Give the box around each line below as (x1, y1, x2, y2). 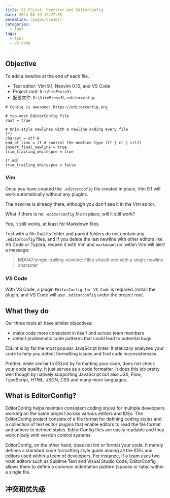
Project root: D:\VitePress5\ (12, 88, 72, 94)
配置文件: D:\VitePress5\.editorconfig (12, 94, 95, 100)
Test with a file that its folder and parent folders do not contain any (5, 230, 145, 237)
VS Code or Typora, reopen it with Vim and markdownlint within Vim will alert (5, 241, 165, 247)
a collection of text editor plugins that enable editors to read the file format (5, 421, 161, 427)
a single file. (5, 469, 31, 475)
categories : (5, 21, 30, 27)
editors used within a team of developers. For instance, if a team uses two (5, 453, 160, 459)
